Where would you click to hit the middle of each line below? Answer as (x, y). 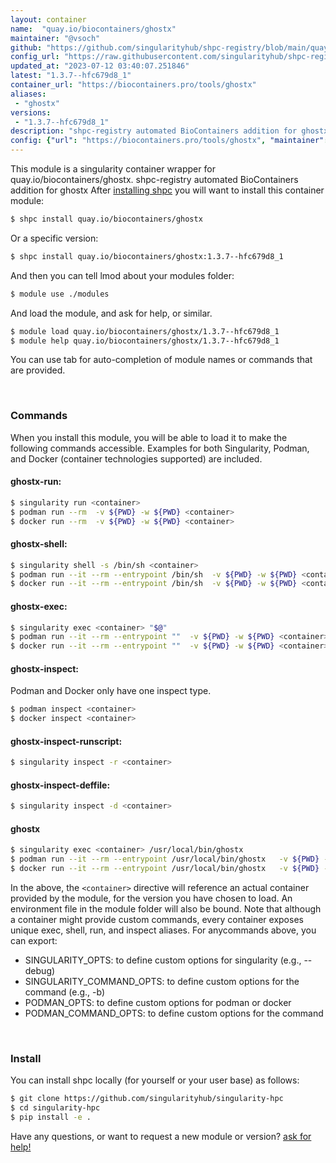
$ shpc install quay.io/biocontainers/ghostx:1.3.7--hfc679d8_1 (147, 256)
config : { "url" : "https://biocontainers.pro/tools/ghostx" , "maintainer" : (169, 141)
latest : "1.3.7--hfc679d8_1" (71, 76)
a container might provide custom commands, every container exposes (157, 920)
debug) (40, 971)
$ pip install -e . (51, 1117)
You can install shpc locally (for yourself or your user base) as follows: (155, 1080)
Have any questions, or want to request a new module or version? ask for (161, 1137)
